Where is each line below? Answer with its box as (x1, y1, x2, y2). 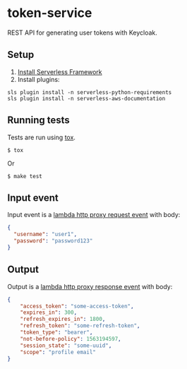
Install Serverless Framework (17, 67, 102, 76)
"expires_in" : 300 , (20, 309, 78, 316)
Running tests (7, 115, 71, 127)
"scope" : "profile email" (20, 348, 97, 356)
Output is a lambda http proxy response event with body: (7, 282, 173, 291)
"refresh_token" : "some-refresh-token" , (20, 322, 140, 329)
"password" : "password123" (13, 238, 93, 245)
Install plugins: (17, 75, 60, 83)
